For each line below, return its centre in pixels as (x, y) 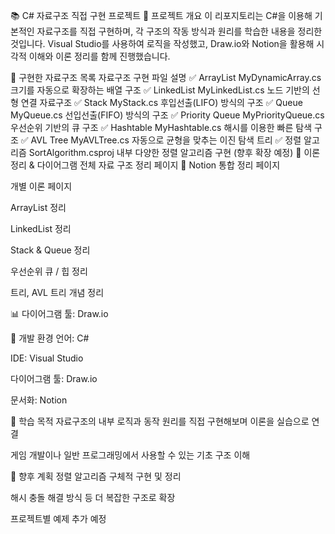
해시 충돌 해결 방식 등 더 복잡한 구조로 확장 (93, 497)
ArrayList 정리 (38, 207)
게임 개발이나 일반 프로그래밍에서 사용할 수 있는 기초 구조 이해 (130, 455)
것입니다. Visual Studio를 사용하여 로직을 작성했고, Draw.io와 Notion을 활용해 (162, 43)
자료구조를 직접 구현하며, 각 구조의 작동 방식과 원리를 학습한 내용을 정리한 (179, 31)
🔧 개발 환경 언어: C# (50, 338)
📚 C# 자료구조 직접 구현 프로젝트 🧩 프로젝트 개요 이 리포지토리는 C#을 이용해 (161, 15)
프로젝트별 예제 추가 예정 (58, 518)
